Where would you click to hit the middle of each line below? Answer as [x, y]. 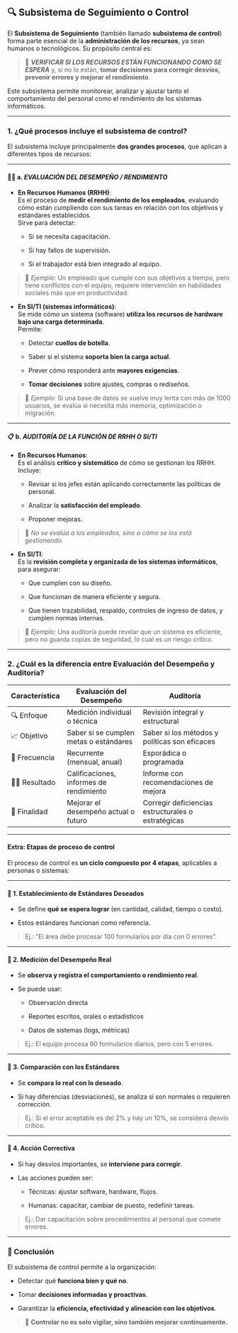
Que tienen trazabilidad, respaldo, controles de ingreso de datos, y [125, 610]
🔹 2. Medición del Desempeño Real [59, 959]
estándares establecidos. [55, 215]
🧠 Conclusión [31, 1251]
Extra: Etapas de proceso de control [61, 847]
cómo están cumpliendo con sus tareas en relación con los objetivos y [120, 208]
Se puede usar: [40, 989]
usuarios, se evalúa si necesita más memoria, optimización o [113, 406]
